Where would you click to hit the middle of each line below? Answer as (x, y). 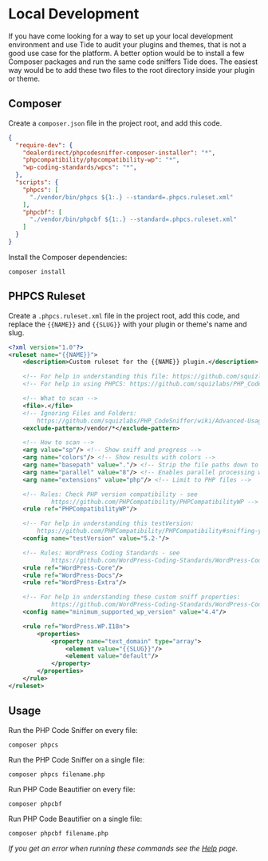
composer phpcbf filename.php (59, 833)
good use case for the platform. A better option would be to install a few (126, 53)
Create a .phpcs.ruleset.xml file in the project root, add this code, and (124, 315)
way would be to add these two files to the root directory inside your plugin (132, 70)
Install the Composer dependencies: (68, 257)
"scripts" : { (37, 182)
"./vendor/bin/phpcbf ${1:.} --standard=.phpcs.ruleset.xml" (133, 220)
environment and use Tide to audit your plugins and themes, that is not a (128, 44)
